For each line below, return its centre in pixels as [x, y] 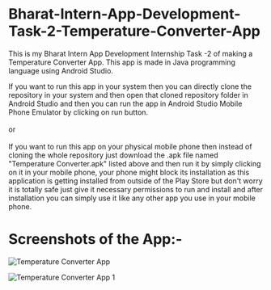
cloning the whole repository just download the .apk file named [113, 155]
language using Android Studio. [61, 70]
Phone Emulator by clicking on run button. [78, 112]
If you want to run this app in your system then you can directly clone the [130, 86]
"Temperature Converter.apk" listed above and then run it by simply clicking [135, 163]
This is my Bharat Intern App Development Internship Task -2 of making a [131, 53]
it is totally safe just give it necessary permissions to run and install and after [136, 189]
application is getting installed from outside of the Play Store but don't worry [135, 181]
